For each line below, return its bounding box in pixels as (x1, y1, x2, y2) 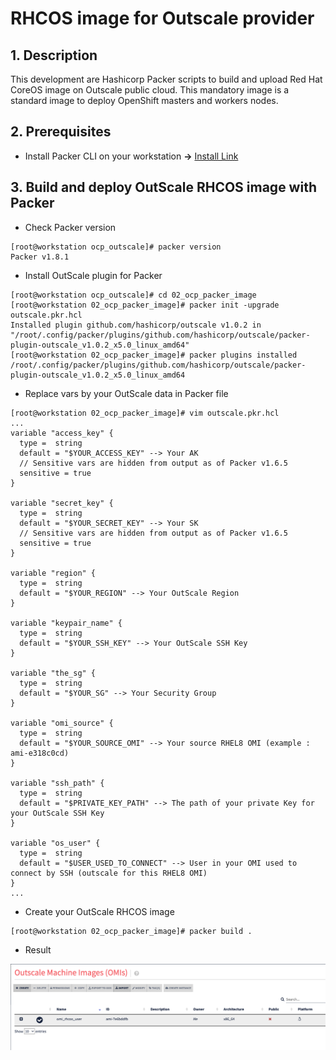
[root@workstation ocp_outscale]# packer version (10, 242, 222, 252)
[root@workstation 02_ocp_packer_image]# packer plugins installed (10, 350, 298, 360)
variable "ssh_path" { (10, 778, 105, 788)
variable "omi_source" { (10, 718, 114, 728)
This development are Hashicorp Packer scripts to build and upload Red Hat (10, 73, 323, 85)
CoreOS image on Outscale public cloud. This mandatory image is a (10, 84, 290, 96)
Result (24, 943, 52, 956)
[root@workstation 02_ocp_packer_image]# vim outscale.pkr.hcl (10, 408, 280, 418)
